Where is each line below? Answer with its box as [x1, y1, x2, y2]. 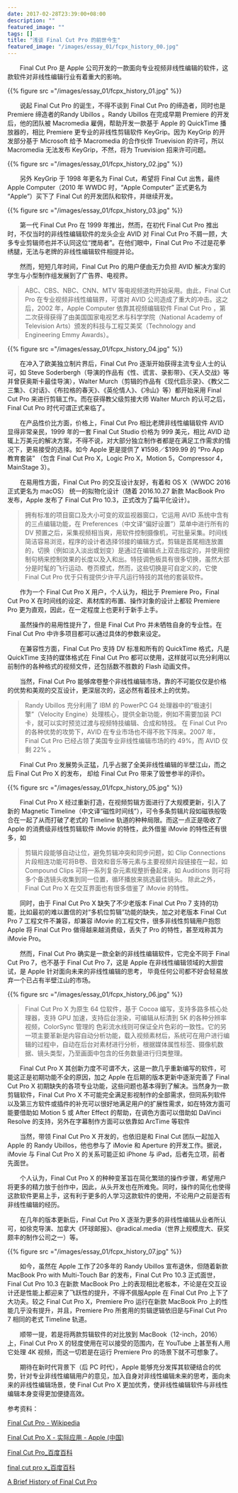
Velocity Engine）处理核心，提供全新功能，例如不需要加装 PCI [40, 710, 222, 718]
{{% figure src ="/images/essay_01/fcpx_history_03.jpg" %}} [7, 206, 183, 215]
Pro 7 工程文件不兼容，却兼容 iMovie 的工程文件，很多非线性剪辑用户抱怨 [7, 916, 221, 925]
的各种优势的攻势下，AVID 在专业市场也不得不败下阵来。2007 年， [24, 727, 220, 736]
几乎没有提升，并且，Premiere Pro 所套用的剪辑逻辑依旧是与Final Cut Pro [13, 1306, 227, 1315]
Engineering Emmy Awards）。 [24, 331, 113, 339]
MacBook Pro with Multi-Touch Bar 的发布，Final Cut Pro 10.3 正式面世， [7, 1271, 220, 1279]
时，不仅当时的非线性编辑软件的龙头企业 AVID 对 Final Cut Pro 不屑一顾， [7, 229, 222, 238]
